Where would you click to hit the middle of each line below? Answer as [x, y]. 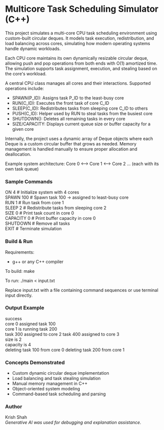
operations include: [24, 88]
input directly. [19, 295]
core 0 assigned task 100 [30, 324]
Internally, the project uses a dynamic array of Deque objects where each [79, 139]
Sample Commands [29, 181]
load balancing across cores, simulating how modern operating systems [78, 43]
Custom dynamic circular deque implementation [60, 373]
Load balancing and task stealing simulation [56, 379]
